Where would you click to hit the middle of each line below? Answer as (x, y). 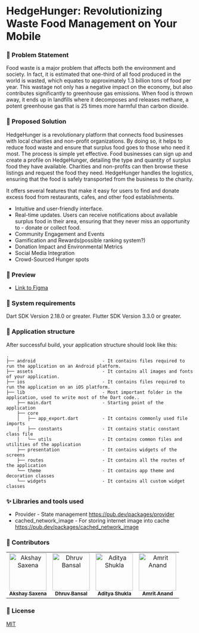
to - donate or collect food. (48, 228)
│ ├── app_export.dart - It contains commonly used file (102, 418)
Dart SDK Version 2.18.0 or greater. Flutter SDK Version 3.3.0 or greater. (94, 316)
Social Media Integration (45, 253)
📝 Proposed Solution (36, 122)
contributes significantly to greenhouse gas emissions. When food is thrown (99, 93)
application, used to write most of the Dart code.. (73, 397)
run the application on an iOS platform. (58, 387)
